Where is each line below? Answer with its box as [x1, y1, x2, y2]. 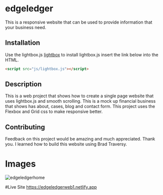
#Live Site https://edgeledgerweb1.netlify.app [5, 184, 97, 190]
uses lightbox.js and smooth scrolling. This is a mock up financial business [5, 98, 156, 104]
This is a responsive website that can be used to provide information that [5, 19, 153, 25]
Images [5, 158, 36, 169]
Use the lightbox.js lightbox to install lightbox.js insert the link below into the [5, 52, 159, 57]
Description [5, 80, 42, 88]
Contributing [5, 123, 45, 131]
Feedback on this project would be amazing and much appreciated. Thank [5, 136, 156, 142]
